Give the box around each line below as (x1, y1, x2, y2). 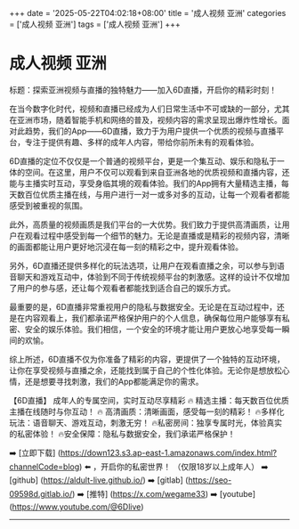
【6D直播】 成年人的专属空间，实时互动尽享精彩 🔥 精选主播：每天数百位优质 (9, 395, 289, 405)
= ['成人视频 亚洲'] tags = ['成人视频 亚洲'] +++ (9, 19, 181, 29)
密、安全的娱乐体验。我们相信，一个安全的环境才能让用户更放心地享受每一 (9, 323, 282, 334)
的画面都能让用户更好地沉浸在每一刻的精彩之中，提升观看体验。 (9, 241, 243, 252)
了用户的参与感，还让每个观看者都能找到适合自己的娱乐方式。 (9, 282, 236, 293)
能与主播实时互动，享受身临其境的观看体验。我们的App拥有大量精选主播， (9, 177, 282, 189)
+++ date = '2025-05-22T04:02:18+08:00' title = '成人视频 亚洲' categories (9, 8, 287, 18)
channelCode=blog (9, 461, 80, 472)
